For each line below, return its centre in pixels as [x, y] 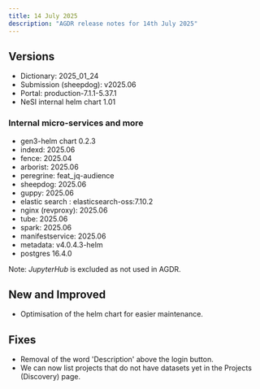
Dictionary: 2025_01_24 [59, 76]
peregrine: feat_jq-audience [67, 175]
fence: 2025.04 [46, 158]
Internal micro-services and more [76, 123]
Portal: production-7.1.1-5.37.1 [68, 94]
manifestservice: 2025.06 [63, 236]
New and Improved [57, 295]
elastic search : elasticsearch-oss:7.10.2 [87, 201]
